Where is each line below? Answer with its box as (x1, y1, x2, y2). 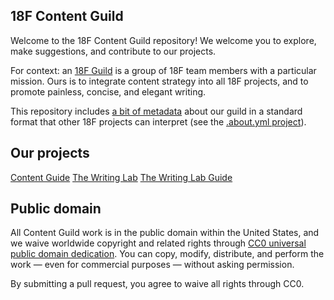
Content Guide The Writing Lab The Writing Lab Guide (10, 171, 233, 183)
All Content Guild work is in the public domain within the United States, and (10, 227, 320, 239)
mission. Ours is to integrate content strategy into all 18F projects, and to (10, 75, 309, 87)
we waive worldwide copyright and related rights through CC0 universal (10, 237, 307, 249)
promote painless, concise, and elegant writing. (10, 85, 207, 98)
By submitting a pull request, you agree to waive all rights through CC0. (10, 278, 305, 290)
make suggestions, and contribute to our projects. (10, 45, 217, 57)
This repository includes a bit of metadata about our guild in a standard (10, 105, 303, 117)
